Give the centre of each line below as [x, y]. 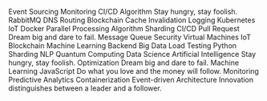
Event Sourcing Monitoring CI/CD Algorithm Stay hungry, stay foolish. [123, 12]
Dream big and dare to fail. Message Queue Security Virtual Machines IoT [129, 37]
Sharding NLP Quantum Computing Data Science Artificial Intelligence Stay [132, 54]
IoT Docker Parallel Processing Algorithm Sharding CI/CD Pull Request [124, 28]
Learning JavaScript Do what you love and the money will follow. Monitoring [133, 71]
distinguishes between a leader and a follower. [85, 88]
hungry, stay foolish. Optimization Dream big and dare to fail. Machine [123, 63]
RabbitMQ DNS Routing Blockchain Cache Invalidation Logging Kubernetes [132, 20]
